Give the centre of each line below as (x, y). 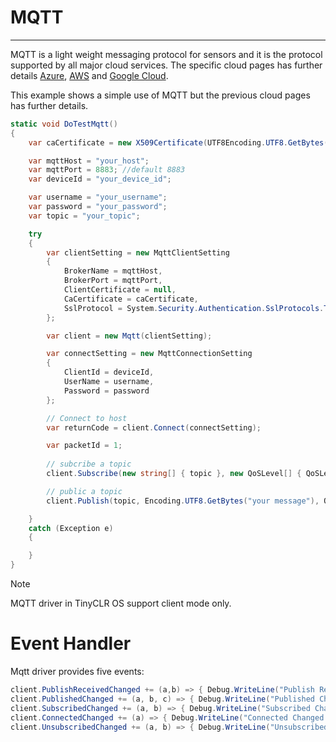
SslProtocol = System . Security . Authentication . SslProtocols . (194, 308)
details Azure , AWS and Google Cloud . (89, 75)
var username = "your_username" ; (98, 197)
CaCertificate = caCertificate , (131, 299)
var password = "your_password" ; (98, 207)
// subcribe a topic (89, 464)
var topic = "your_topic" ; (84, 216)
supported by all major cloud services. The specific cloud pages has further (166, 65)
